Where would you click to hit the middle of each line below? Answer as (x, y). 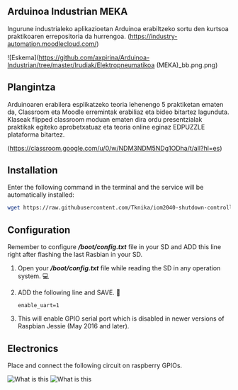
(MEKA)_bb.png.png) (187, 65)
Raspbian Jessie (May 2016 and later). (73, 326)
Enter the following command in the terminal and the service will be (106, 188)
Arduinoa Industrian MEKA (68, 12)
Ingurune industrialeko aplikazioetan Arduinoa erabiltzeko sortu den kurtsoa (118, 28)
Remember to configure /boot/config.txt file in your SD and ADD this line (114, 247)
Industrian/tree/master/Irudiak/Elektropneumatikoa (81, 65)
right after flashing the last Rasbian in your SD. (75, 255)
